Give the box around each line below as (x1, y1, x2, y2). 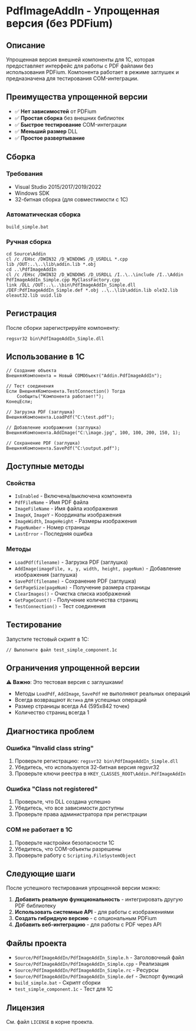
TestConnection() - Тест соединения (14, 602, 106, 609)
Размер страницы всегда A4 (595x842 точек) (14, 703, 130, 710)
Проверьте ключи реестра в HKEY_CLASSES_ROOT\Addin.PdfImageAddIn (14, 770, 186, 777)
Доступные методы (6, 461, 84, 471)
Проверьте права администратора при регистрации (14, 811, 148, 818)
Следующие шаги (6, 869, 76, 879)
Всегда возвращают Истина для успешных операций (14, 696, 147, 704)
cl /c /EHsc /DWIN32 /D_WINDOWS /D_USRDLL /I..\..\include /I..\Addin (6, 272, 184, 278)
